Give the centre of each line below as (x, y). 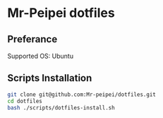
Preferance (32, 39)
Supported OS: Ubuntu (41, 56)
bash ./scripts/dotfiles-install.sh (61, 107)
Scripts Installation (50, 78)
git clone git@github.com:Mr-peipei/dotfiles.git (82, 94)
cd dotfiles (25, 101)
